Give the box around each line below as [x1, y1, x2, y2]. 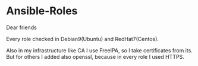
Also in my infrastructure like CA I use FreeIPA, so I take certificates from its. [6, 46, 193, 54]
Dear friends [6, 24, 37, 31]
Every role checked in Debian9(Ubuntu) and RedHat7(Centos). [6, 35, 159, 42]
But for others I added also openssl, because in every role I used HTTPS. [6, 53, 184, 60]
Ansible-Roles [6, 4, 78, 18]
